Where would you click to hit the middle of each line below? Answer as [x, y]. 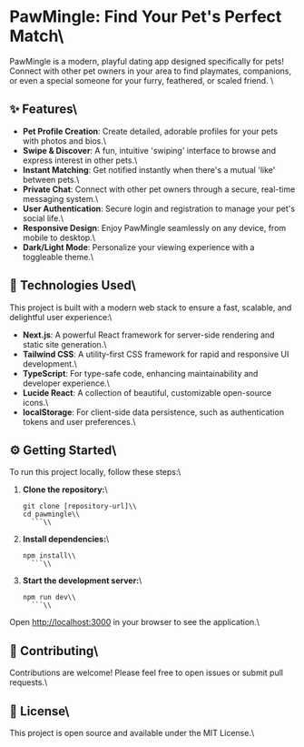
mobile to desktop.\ [59, 237]
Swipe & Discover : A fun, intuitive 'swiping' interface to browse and [149, 150]
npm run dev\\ [49, 598]
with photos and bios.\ [64, 141]
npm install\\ [49, 556]
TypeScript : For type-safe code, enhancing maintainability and [140, 373]
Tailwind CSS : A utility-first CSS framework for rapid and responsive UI [156, 354]
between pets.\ [51, 179]
